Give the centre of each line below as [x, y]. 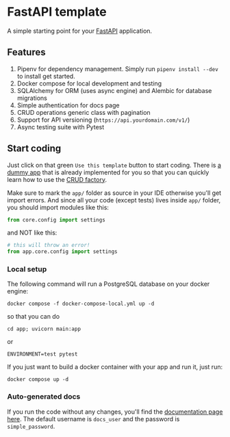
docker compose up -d [38, 380]
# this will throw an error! [49, 246]
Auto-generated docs [44, 397]
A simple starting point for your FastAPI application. [80, 31]
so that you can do [34, 317]
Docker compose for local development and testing [89, 83]
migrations [32, 98]
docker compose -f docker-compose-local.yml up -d [81, 304]
